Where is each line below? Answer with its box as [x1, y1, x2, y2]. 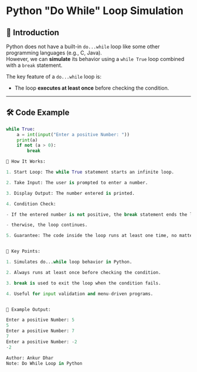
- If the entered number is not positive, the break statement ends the [6, 211, 188, 218]
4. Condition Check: [6, 201, 57, 207]
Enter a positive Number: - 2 [6, 339, 77, 344]
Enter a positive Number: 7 [6, 328, 75, 334]
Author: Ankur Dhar [6, 355, 54, 361]
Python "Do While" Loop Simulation [6, 4, 184, 18]
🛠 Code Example [6, 107, 70, 118]
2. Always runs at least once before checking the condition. [6, 269, 161, 275]
